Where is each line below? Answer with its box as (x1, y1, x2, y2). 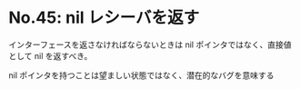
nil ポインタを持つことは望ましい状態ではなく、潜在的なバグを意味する (8, 69, 275, 81)
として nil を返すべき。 (8, 50, 93, 61)
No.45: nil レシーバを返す (8, 7, 200, 28)
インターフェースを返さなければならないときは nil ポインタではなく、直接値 (8, 39, 292, 50)
